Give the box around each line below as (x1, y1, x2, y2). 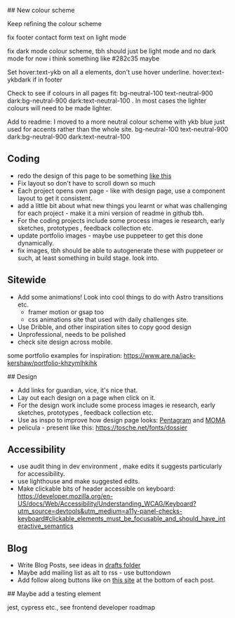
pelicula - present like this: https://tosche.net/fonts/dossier (17, 423, 188, 432)
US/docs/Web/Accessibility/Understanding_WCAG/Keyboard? (17, 499, 196, 508)
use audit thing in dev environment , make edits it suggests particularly (17, 462, 222, 470)
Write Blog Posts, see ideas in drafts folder (17, 561, 141, 569)
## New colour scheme (7, 6, 75, 14)
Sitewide (7, 274, 47, 286)
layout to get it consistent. (17, 193, 93, 202)
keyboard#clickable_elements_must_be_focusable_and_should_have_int (17, 515, 226, 523)
